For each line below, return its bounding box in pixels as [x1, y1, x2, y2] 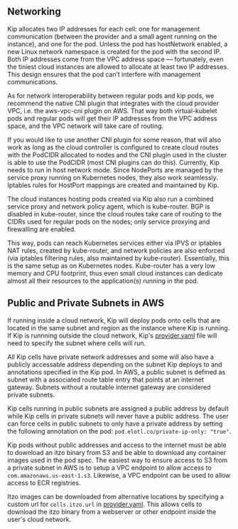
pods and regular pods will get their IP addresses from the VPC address [7, 114, 217, 122]
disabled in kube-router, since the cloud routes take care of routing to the [7, 209, 222, 218]
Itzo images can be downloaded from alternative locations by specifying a [7, 492, 224, 501]
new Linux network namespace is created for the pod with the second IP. [7, 47, 222, 56]
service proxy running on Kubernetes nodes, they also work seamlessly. [7, 173, 219, 182]
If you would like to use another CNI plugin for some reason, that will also [7, 135, 222, 144]
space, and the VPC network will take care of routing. [7, 121, 164, 130]
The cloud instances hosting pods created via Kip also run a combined [7, 194, 215, 203]
